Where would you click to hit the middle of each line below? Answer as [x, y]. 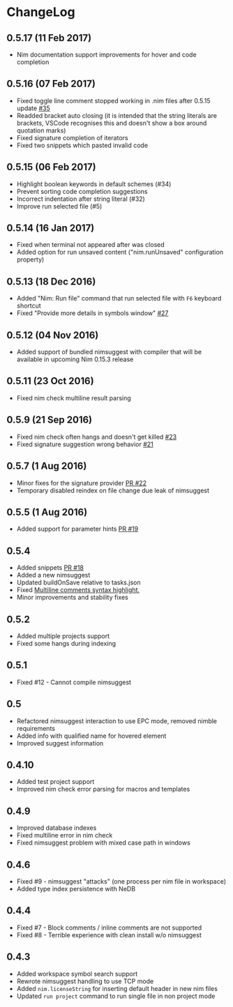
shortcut [29, 306]
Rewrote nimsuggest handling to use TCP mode [85, 981]
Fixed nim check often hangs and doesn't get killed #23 [97, 437]
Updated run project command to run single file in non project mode [116, 996]
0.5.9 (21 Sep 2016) [50, 420]
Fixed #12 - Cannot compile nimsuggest [74, 682]
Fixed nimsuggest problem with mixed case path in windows [104, 843]
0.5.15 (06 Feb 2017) [51, 167]
